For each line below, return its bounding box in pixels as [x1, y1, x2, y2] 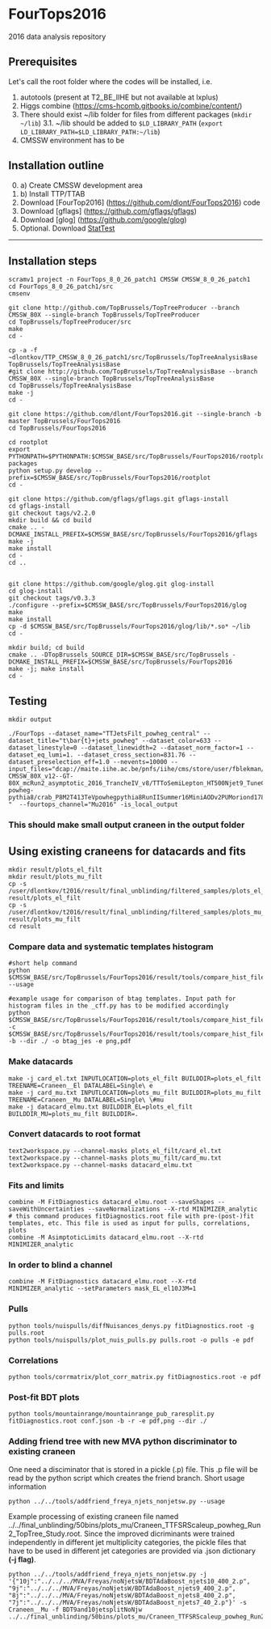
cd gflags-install [8, 503, 70, 511]
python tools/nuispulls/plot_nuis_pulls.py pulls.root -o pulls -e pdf [8, 1336, 254, 1344]
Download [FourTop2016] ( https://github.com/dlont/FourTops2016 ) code [19, 197, 261, 207]
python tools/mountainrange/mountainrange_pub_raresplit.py [8, 1410, 215, 1419]
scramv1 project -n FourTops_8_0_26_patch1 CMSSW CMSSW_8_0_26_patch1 [8, 276, 251, 284]
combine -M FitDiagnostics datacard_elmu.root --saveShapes [8, 1198, 215, 1207]
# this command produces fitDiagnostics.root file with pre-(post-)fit [8, 1212, 254, 1220]
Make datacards [8, 1056, 73, 1067]
